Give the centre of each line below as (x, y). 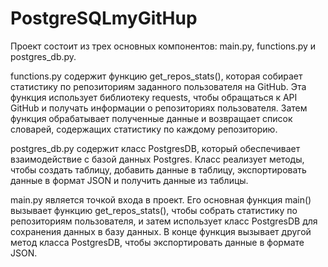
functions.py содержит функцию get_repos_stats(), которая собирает (156, 76)
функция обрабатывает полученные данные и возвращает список (151, 118)
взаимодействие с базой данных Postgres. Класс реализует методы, (157, 159)
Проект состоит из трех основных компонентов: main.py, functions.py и (163, 46)
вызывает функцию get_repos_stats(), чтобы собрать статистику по (154, 210)
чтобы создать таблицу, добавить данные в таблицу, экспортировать (158, 169)
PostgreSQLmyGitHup (104, 18)
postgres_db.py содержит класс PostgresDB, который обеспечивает (155, 148)
